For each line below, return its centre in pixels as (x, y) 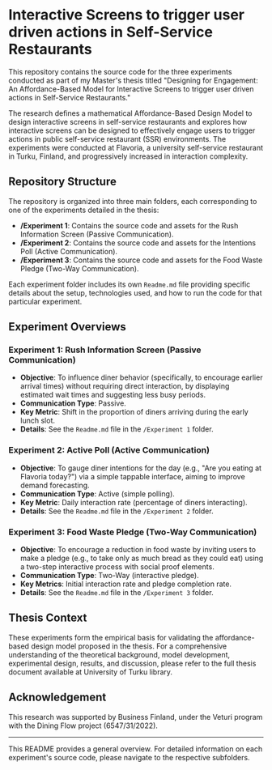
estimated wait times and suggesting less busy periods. (113, 395)
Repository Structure (63, 182)
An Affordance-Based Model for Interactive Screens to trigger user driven (131, 89)
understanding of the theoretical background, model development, (119, 654)
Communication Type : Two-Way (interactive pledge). (110, 576)
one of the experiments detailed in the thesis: (84, 210)
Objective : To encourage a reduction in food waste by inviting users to (138, 550)
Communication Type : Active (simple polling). (98, 493)
